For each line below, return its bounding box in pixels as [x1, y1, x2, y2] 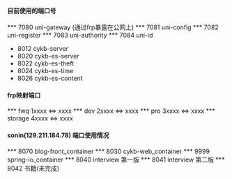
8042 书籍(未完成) [7, 164, 60, 172]
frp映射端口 [7, 91, 41, 99]
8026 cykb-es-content [17, 74, 83, 83]
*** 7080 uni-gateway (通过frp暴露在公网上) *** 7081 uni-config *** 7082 [7, 23, 219, 31]
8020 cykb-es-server [17, 52, 80, 61]
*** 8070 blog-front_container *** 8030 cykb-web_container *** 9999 [7, 147, 210, 155]
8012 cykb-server [17, 45, 68, 53]
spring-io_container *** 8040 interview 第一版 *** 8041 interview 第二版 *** [7, 155, 225, 164]
